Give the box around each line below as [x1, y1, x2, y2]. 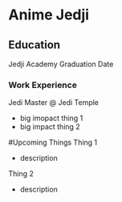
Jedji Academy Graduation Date [8, 59, 114, 69]
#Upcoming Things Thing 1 [8, 137, 98, 147]
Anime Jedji [8, 6, 90, 24]
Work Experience [8, 79, 78, 90]
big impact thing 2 [19, 122, 80, 132]
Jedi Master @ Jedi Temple [8, 98, 99, 107]
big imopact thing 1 [19, 113, 83, 123]
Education [8, 38, 61, 52]
